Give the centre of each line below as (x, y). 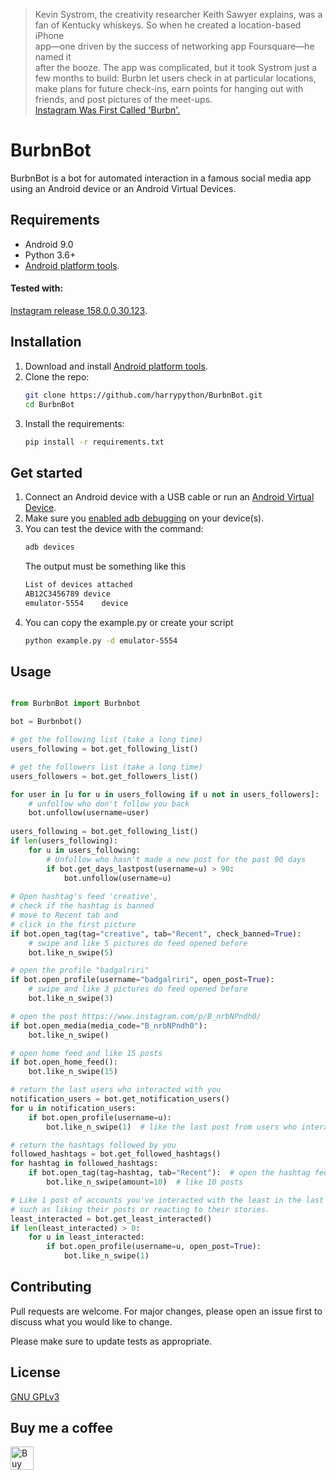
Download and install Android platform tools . (116, 366)
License (35, 1372)
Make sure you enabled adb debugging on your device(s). (144, 518)
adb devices (49, 547)
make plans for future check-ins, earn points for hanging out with (169, 88)
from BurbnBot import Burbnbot (75, 704)
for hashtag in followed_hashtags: (84, 1164)
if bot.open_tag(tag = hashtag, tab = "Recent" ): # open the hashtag (169, 1173)
